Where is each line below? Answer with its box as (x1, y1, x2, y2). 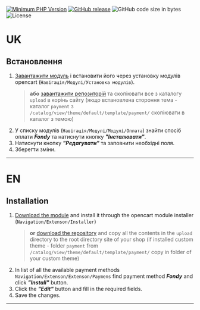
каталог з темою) (29, 115, 74, 122)
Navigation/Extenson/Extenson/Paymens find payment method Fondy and (14, 273, 193, 280)
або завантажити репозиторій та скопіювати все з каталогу (29, 90, 182, 97)
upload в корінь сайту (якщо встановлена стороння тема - (29, 96, 177, 104)
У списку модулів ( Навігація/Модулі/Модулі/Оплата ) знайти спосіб (14, 127, 182, 134)
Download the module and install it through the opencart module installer (14, 212, 194, 218)
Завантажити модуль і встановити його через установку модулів (14, 72, 180, 79)
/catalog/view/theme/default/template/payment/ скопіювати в (29, 109, 185, 116)
